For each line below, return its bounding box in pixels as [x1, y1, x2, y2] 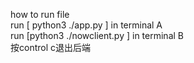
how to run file [10, 9, 70, 20]
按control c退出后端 [10, 42, 92, 53]
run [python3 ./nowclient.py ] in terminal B [10, 30, 184, 41]
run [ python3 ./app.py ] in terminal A [10, 19, 163, 31]
